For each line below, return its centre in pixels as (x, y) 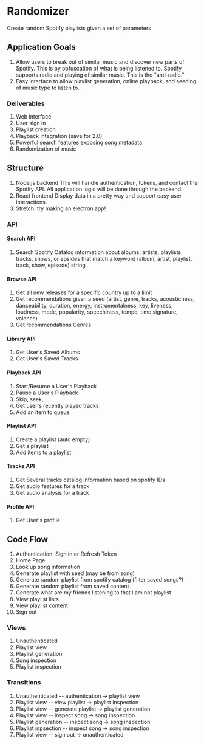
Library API (21, 339)
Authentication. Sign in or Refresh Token (66, 554)
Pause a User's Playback (47, 393)
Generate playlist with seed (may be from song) (75, 573)
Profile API (21, 506)
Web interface (33, 117)
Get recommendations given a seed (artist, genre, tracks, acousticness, (105, 299)
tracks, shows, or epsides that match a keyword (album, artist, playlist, (104, 258)
